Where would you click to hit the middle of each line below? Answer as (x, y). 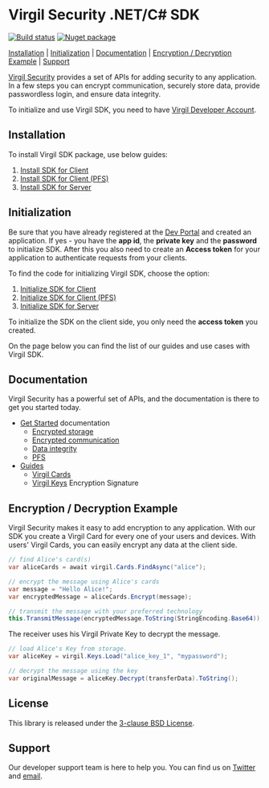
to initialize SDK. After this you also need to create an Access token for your (134, 249)
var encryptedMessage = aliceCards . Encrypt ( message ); (100, 597)
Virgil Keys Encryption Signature (85, 483)
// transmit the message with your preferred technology (106, 611)
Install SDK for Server (55, 187)
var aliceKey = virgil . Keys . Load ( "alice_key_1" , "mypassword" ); (118, 657)
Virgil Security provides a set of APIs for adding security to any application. (132, 77)
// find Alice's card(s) (50, 560)
